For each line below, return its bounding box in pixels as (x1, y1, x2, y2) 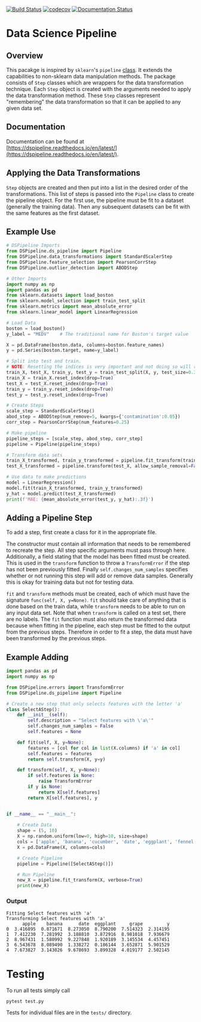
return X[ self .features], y (28, 795, 98, 801)
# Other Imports (6, 276, 47, 282)
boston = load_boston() (6, 325, 66, 331)
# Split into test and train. (6, 358, 82, 364)
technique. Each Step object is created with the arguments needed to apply (6, 86, 191, 92)
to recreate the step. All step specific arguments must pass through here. (6, 547, 187, 554)
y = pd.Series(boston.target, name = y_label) (6, 348, 119, 354)
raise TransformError (38, 778, 93, 785)
